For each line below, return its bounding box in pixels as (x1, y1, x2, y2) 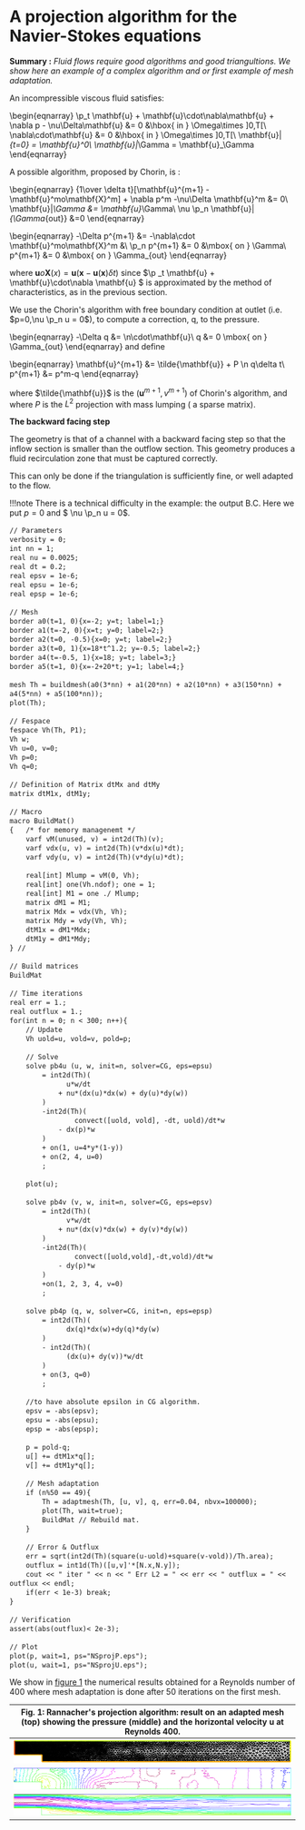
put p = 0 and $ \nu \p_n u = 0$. (9, 507, 131, 518)
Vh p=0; (9, 753, 39, 762)
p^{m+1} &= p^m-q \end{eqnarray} (9, 368, 139, 379)
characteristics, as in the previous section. (9, 286, 168, 297)
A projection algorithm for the (9, 6, 238, 27)
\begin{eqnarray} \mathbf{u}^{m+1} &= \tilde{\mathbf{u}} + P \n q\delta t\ (9, 359, 285, 369)
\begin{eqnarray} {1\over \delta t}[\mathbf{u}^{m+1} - (9, 183, 211, 194)
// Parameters (9, 526, 64, 536)
